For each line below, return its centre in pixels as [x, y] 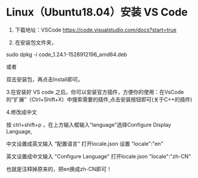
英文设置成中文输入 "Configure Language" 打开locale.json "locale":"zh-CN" [99, 156]
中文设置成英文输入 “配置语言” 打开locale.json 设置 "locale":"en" [85, 143]
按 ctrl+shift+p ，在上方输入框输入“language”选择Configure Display [89, 124]
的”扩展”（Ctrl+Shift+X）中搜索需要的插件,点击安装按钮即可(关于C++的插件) [99, 99]
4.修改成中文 [22, 112]
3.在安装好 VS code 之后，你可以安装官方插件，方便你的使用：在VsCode [95, 92]
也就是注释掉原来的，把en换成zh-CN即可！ [59, 169]
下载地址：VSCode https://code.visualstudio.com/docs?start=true [95, 30]
